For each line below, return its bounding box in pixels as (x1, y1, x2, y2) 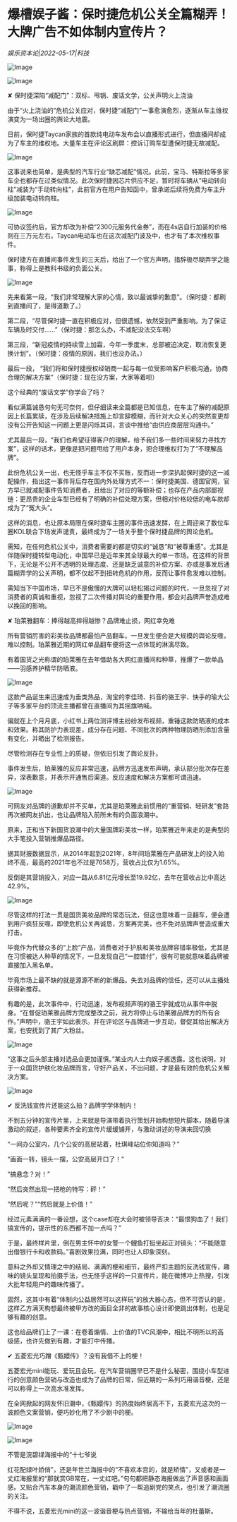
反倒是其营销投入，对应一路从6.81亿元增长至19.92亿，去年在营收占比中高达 (7, 873, 226, 881)
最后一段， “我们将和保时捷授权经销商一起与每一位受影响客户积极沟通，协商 (7, 364, 229, 373)
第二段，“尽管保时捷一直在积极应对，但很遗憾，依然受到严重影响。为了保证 (7, 316, 227, 325)
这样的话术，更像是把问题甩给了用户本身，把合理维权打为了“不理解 (22, 444, 217, 452)
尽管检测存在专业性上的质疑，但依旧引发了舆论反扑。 (7, 749, 162, 757)
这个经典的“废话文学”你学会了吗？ (7, 387, 106, 396)
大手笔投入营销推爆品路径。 (7, 834, 88, 842)
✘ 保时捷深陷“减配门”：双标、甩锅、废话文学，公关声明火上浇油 (7, 91, 193, 99)
